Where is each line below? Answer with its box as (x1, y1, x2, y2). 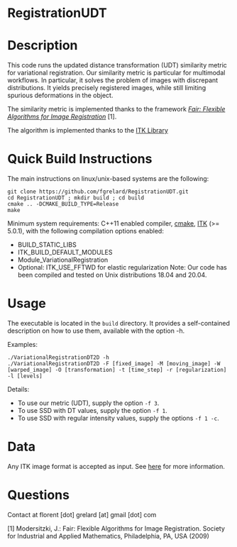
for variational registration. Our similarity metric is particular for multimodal (7, 69, 226, 77)
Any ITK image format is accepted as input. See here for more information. (7, 462, 225, 470)
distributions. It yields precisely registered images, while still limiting (7, 84, 206, 92)
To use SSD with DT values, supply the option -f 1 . (17, 407, 168, 414)
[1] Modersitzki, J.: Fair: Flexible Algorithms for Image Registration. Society (7, 524, 226, 533)
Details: (7, 385, 30, 393)
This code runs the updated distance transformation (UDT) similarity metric (7, 61, 227, 70)
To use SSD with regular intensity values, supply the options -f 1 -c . (17, 414, 219, 422)
